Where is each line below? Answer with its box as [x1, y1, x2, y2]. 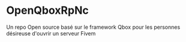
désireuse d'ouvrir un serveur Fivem [6, 29, 96, 37]
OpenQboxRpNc [6, 4, 89, 17]
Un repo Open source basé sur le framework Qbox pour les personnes [6, 23, 181, 31]
